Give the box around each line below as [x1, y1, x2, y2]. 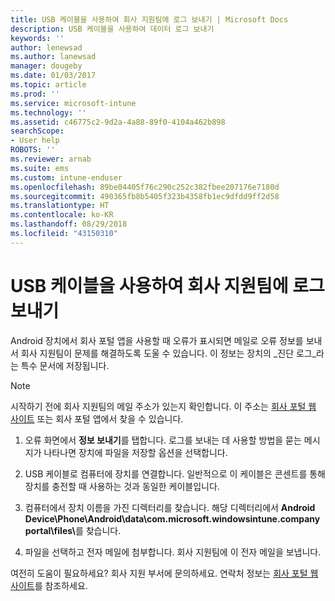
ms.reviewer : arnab [10, 154, 92, 164]
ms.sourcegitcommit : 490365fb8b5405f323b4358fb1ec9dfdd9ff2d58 [10, 191, 280, 201]
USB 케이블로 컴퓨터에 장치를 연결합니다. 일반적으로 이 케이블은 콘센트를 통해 [24, 467, 326, 480]
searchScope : [10, 126, 65, 136]
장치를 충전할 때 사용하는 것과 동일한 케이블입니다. [24, 480, 220, 492]
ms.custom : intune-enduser [10, 172, 123, 183]
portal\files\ [24, 524, 76, 536]
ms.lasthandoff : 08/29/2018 [10, 219, 128, 230]
